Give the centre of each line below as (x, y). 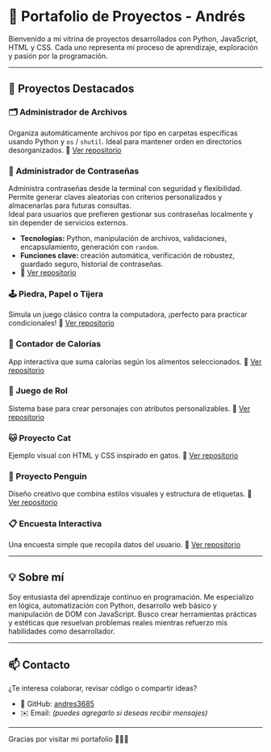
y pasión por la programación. (58, 56)
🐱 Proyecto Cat (40, 438)
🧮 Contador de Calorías (55, 344)
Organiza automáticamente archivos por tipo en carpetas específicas (123, 133)
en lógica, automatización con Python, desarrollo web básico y (113, 605)
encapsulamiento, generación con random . (90, 247)
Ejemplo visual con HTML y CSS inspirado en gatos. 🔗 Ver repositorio (123, 455)
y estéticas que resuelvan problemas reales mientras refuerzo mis (118, 622)
